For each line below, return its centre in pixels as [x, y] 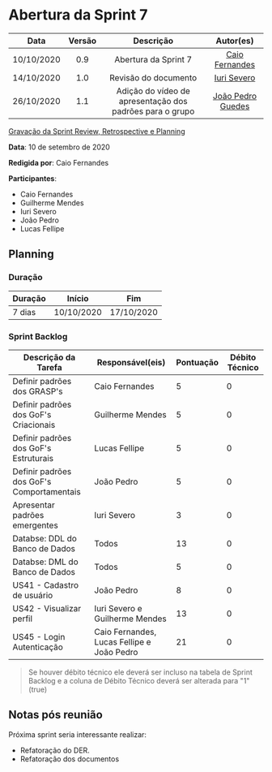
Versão [83, 41]
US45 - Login [39, 636]
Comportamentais [47, 491]
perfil [23, 619]
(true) [38, 689]
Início [78, 298]
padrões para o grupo [153, 111]
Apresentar [34, 505]
